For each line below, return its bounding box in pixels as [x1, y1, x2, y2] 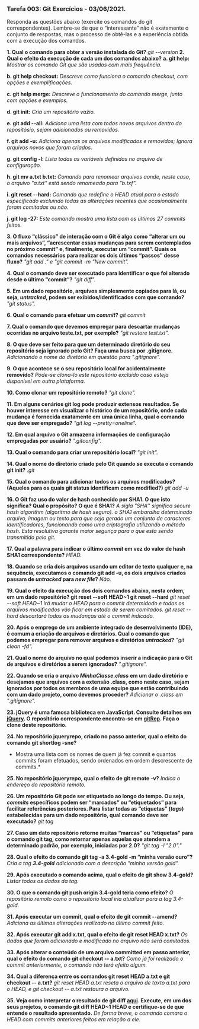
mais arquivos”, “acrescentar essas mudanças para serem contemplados [7, 239, 191, 246]
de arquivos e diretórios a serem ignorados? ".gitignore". [7, 660, 147, 668]
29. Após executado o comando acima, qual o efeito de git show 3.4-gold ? [7, 871, 194, 878]
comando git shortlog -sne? [7, 739, 77, 747]
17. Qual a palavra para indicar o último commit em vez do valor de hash [7, 545, 186, 552]
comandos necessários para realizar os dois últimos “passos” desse [7, 252, 179, 259]
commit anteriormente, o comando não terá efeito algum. [7, 961, 147, 968]
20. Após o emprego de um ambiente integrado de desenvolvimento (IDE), [7, 624, 193, 631]
